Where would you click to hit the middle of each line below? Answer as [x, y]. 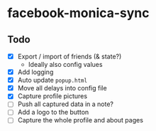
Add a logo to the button [53, 112]
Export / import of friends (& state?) [69, 56]
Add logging [35, 72]
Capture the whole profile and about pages [80, 120]
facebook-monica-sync [79, 13]
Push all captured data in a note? [66, 104]
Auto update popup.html [52, 80]
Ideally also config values [65, 65]
